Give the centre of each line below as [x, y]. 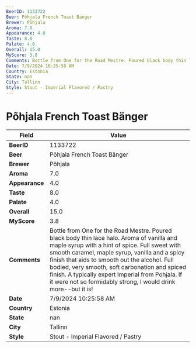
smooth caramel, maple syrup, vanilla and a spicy [117, 252]
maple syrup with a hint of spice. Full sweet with [115, 245]
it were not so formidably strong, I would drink [112, 281]
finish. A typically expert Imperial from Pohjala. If [116, 274]
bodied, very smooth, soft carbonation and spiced [118, 267]
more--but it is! [71, 289]
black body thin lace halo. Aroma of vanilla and [113, 237]
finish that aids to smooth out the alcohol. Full [111, 260]
